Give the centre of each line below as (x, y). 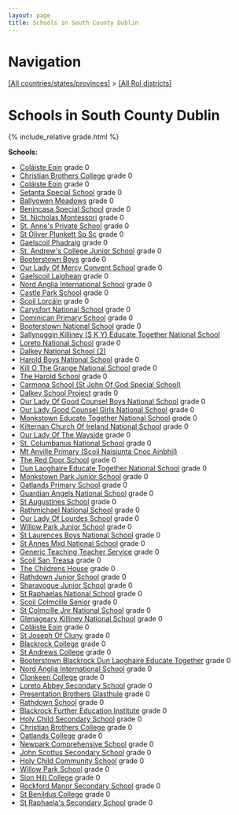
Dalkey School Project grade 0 (69, 393)
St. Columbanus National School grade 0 (85, 443)
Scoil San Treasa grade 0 (60, 560)
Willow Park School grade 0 (64, 769)
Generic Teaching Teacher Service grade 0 (89, 552)
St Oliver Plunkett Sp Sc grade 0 (72, 234)
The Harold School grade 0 (63, 376)
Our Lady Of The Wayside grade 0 (75, 435)
